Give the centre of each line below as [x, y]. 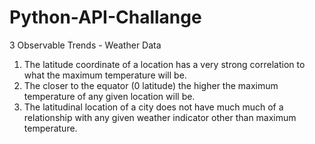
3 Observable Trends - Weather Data [85, 45]
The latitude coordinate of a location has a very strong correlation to [164, 64]
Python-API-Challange [105, 17]
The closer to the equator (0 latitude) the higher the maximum [151, 85]
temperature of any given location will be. [109, 96]
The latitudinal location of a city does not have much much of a [153, 107]
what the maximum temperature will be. [105, 75]
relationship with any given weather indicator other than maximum [160, 117]
